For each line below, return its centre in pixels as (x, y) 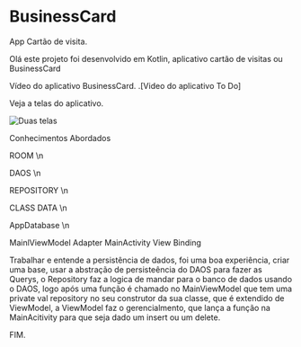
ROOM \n (27, 156)
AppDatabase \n (40, 225)
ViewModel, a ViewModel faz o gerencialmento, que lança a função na (140, 307)
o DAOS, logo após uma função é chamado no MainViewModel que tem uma (151, 289)
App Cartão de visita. (49, 41)
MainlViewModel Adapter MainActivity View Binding (106, 242)
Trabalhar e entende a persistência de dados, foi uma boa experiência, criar (150, 260)
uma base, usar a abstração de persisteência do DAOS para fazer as (136, 269)
